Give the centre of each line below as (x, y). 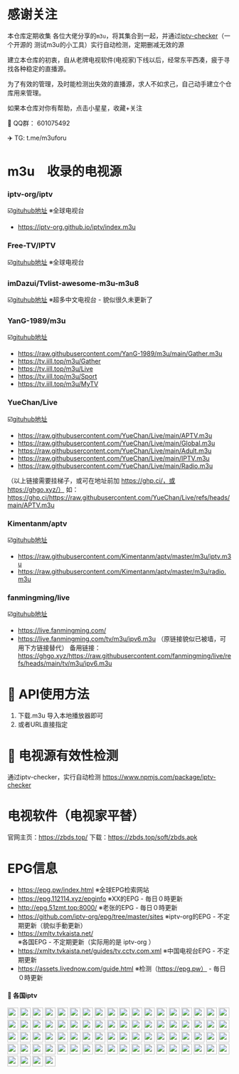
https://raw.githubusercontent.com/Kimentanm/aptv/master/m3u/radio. (122, 571)
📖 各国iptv (22, 995)
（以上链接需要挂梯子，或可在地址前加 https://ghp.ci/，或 (91, 480)
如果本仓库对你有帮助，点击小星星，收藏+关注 (75, 108)
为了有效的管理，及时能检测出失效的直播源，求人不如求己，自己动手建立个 (116, 83)
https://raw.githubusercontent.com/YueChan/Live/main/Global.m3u (116, 443)
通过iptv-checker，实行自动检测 (54, 777)
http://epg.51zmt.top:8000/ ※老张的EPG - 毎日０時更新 (97, 907)
